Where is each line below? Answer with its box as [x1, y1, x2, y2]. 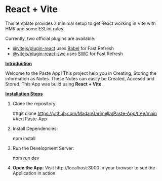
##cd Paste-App [12, 115, 47, 122]
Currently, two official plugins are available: [5, 35, 96, 41]
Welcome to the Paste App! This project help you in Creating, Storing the [5, 70, 157, 76]
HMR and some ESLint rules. [5, 25, 65, 31]
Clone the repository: [12, 100, 57, 107]
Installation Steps [5, 91, 43, 97]
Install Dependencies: [12, 125, 58, 131]
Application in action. [12, 170, 57, 176]
